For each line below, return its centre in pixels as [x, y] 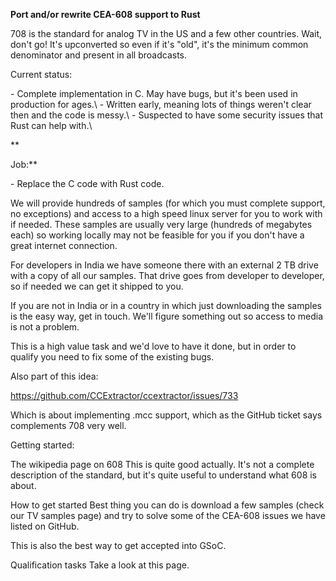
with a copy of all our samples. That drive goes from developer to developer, [167, 275]
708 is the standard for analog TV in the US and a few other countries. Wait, [166, 33]
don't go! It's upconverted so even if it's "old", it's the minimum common [159, 44]
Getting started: [42, 445]
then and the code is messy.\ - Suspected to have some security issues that [167, 115]
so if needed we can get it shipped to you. [97, 286]
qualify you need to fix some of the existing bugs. [112, 357]
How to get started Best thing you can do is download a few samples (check [167, 505]
